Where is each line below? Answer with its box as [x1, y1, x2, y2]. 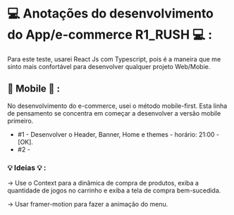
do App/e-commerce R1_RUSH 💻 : [7, 27, 213, 43]
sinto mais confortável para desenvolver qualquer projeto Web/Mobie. [7, 62, 211, 70]
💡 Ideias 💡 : [7, 163, 47, 173]
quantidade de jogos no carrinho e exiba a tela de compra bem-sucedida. [7, 186, 221, 195]
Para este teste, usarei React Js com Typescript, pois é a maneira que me [7, 54, 221, 63]
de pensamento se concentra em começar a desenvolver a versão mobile [7, 109, 221, 117]
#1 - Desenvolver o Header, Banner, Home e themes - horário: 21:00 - [17, 130, 220, 138]
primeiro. [7, 116, 34, 125]
